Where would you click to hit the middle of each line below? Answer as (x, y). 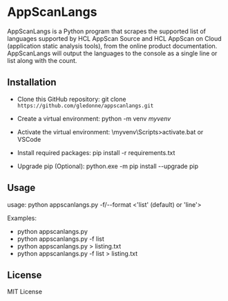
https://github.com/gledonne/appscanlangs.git (85, 106)
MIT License (25, 292)
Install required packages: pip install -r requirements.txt (96, 152)
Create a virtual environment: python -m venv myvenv (94, 118)
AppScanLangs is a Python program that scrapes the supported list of (106, 31)
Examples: (22, 218)
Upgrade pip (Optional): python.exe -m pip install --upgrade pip (108, 166)
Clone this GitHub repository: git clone (72, 99)
